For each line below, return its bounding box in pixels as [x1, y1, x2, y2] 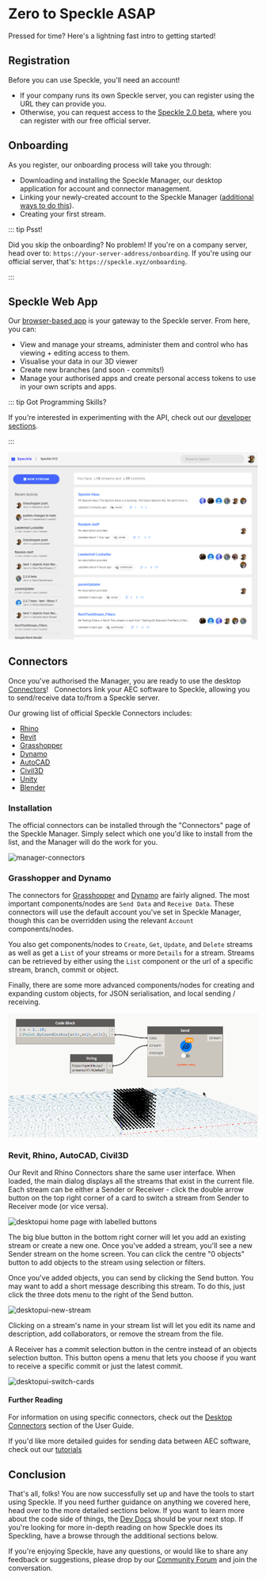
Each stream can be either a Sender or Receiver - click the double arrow [8, 1184, 244, 1194]
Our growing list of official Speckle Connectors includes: [8, 708, 192, 718]
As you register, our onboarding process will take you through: [8, 160, 212, 169]
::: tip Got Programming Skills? [8, 398, 107, 407]
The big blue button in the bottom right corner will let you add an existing [8, 1232, 246, 1242]
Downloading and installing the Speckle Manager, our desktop [19, 175, 223, 185]
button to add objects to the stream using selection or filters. [8, 1257, 206, 1267]
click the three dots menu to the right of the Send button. [8, 1289, 194, 1299]
